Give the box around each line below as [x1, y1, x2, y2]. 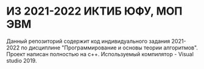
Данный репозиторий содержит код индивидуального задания [6, 37, 171, 45]
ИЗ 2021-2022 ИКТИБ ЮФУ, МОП [6, 4, 183, 18]
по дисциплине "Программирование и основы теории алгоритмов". [21, 44, 198, 51]
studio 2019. [6, 57, 37, 64]
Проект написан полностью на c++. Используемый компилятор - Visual [6, 50, 194, 57]
